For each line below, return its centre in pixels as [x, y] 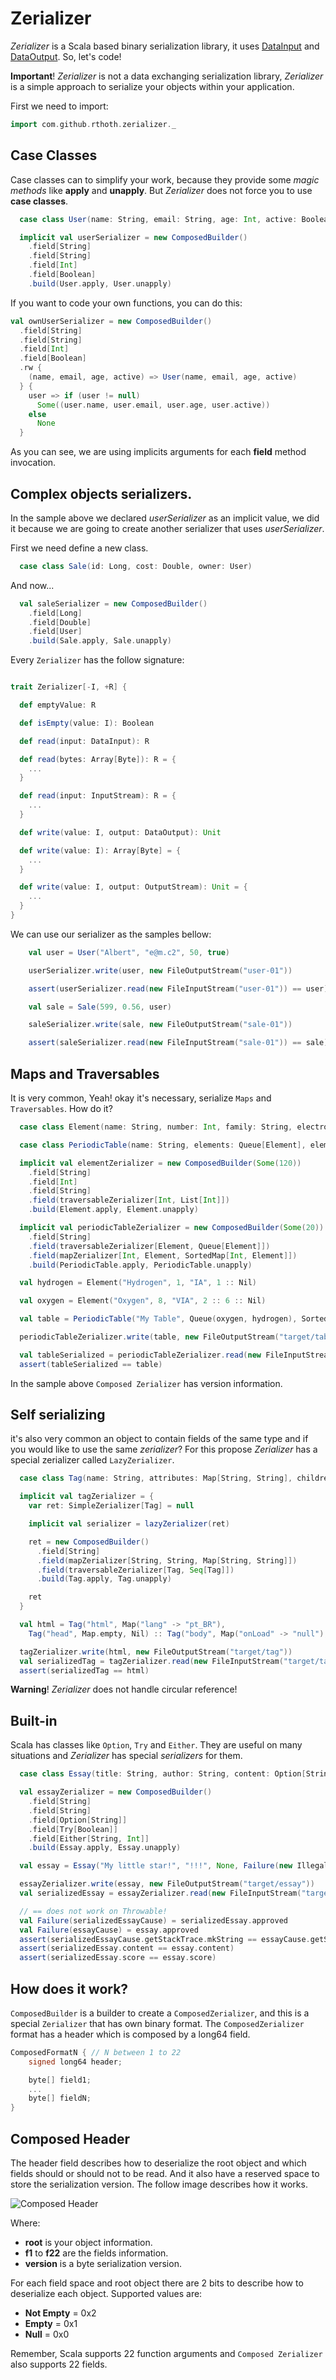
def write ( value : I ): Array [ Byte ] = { [100, 850]
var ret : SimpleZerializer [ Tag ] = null [111, 1506]
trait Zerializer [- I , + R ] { [69, 687]
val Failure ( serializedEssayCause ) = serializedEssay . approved [153, 1920]
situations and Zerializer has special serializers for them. [126, 1756]
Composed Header [70, 2138]
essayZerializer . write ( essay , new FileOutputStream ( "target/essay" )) [167, 1884]
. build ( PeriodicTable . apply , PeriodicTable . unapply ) [140, 1265]
